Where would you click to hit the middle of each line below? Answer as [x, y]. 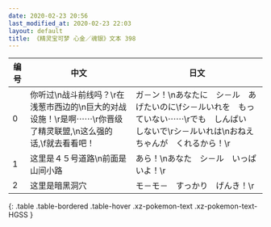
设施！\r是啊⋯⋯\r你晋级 [76, 120]
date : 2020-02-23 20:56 [48, 16]
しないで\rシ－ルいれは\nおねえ [195, 132]
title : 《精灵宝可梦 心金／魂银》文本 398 [72, 38]
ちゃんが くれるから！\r [183, 144]
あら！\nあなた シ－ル [180, 158]
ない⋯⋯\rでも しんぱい [200, 120]
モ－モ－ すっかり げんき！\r [195, 186]
